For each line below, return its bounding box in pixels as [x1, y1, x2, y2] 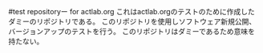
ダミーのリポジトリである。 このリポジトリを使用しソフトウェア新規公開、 [8, 17, 257, 26]
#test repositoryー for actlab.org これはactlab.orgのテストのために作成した [8, 7, 255, 16]
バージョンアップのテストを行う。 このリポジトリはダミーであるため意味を [8, 27, 255, 36]
